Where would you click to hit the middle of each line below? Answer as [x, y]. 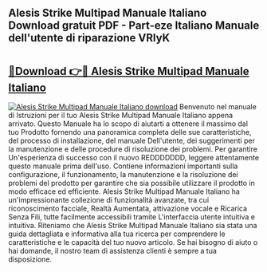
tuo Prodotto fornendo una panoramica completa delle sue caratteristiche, [130, 132]
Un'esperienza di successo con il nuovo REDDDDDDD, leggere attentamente [134, 158]
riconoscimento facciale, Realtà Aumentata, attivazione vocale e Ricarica [128, 208]
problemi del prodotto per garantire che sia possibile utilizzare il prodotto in [132, 183]
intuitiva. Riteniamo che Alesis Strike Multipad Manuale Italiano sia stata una [133, 225]
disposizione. [30, 259]
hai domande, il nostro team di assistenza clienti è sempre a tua [113, 251]
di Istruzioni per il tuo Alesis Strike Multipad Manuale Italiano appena [121, 115]
